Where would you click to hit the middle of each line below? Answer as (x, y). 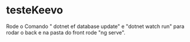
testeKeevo (35, 10)
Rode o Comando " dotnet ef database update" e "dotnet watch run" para (95, 26)
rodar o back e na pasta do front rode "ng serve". (66, 32)
